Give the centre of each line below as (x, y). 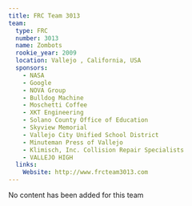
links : (26, 165)
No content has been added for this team (76, 195)
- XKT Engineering (53, 113)
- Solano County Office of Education (86, 120)
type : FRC (32, 30)
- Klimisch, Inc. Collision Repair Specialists (103, 150)
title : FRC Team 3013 (44, 16)
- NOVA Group (44, 90)
